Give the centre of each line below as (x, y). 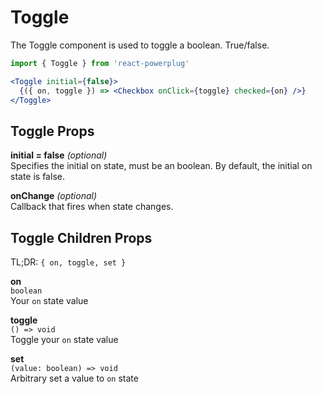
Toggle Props (52, 131)
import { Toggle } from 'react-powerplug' (100, 63)
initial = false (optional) (59, 155)
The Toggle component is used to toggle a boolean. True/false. (140, 45)
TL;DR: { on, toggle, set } (68, 262)
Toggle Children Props (81, 237)
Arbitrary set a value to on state (74, 378)
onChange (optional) (54, 196)
